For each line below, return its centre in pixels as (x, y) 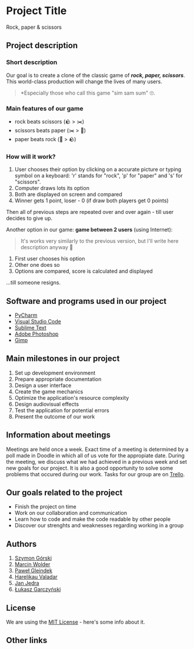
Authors (21, 544)
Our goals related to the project (64, 493)
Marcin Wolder (32, 564)
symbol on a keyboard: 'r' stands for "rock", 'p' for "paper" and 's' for (99, 176)
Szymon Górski (33, 558)
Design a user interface (43, 385)
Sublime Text (31, 328)
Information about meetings (58, 435)
